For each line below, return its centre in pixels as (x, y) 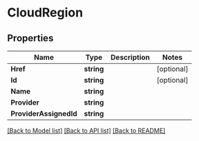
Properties (30, 38)
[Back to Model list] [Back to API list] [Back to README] (86, 131)
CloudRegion (45, 13)
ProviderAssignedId (44, 113)
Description (130, 57)
